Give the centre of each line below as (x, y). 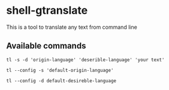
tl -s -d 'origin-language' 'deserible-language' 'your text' (85, 60)
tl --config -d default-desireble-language (61, 81)
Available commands (46, 46)
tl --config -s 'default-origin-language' (60, 70)
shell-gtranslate (47, 10)
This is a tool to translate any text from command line (72, 27)
